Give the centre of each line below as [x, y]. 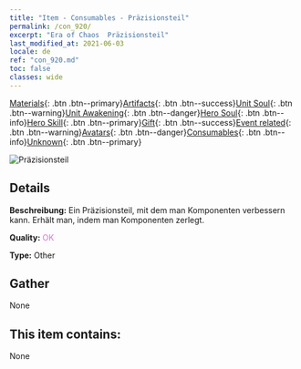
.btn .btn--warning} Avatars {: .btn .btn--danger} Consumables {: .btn [135, 132]
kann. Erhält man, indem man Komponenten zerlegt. [107, 220]
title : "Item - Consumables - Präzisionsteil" [99, 18]
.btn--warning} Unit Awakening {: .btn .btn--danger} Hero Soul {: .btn [135, 113]
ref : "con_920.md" [44, 60]
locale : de [30, 52]
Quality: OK [32, 237]
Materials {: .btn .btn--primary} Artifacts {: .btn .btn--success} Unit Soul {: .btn [151, 103]
